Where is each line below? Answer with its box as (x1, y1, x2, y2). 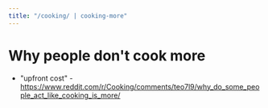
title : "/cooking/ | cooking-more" (8, 11, 128, 20)
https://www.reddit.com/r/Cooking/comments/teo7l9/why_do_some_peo (19, 81, 260, 91)
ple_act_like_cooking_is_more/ (19, 90, 121, 100)
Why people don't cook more (8, 46, 206, 64)
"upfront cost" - (19, 73, 73, 83)
